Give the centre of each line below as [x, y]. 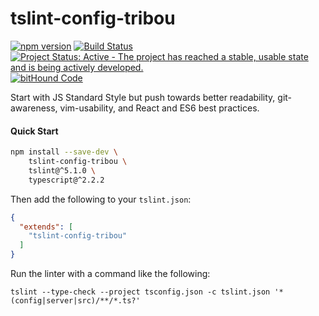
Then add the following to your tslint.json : [101, 199]
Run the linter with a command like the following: [110, 274]
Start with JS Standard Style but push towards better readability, [143, 97]
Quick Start [34, 131]
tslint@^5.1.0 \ [62, 170]
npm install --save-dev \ [64, 152]
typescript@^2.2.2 [66, 180]
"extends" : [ [46, 227]
